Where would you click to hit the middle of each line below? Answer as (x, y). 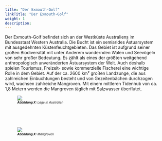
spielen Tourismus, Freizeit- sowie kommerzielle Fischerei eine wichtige (77, 68)
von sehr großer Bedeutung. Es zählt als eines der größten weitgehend (76, 58)
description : (18, 23)
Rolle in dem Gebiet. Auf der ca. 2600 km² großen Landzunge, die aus (75, 73)
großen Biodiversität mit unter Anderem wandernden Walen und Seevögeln (80, 53)
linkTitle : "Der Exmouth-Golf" (37, 14)
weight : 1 (15, 19)
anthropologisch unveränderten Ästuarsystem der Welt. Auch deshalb (75, 63)
